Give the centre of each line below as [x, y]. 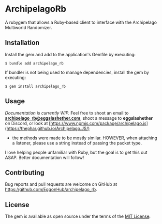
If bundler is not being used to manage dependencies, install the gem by [77, 72]
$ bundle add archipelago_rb [34, 63]
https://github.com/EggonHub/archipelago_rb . [51, 190]
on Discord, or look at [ [28, 123]
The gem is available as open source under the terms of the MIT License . [78, 216]
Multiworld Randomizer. [29, 27]
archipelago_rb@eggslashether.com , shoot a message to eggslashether [79, 118]
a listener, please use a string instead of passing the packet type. [77, 143]
